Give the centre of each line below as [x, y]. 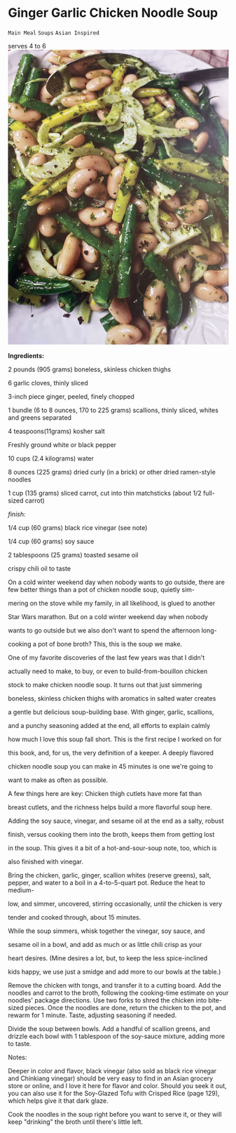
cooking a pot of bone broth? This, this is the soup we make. [95, 644]
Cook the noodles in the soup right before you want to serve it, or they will [115, 1114]
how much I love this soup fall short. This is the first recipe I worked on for [115, 739]
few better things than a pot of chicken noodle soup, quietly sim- [102, 589]
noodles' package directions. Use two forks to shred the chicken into [107, 1000]
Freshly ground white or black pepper [62, 444]
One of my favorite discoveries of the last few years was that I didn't [106, 657]
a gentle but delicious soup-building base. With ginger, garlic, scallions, [111, 712]
